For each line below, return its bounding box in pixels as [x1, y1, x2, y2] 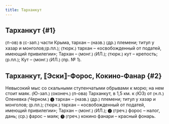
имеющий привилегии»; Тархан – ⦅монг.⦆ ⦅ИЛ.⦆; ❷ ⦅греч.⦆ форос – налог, [5, 107, 160, 114]
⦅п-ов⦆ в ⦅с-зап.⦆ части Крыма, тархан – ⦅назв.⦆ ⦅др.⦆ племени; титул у [5, 39, 155, 46]
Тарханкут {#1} [5, 26, 56, 35]
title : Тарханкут [5, 7, 42, 13]
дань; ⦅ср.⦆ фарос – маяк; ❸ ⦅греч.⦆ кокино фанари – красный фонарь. [5, 113, 156, 119]
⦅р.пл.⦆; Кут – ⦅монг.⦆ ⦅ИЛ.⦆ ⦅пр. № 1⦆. [5, 57, 82, 63]
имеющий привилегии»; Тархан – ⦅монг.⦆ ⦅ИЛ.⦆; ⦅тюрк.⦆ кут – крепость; [5, 51, 158, 57]
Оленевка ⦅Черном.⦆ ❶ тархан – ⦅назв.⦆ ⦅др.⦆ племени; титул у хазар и [5, 96, 156, 102]
